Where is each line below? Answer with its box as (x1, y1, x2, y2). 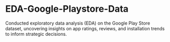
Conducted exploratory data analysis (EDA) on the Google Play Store (5, 20, 150, 26)
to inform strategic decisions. (5, 31, 67, 37)
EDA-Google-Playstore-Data (5, 3, 129, 15)
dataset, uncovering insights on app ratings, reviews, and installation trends (5, 25, 165, 31)
